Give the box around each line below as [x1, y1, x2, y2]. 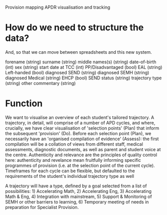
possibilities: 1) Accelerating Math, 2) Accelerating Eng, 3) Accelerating [5, 188, 151, 194]
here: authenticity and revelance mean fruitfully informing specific [5, 157, 141, 163]
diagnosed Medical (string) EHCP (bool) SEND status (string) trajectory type [5, 75, 162, 81]
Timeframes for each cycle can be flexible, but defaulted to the [5, 168, 135, 174]
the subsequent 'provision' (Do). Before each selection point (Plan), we [5, 130, 151, 136]
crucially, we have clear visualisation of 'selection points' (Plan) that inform [5, 125, 159, 131]
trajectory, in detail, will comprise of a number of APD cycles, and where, [5, 120, 155, 126]
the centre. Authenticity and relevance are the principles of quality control [5, 152, 157, 158]
